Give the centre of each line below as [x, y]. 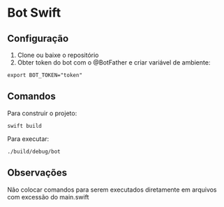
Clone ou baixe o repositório [58, 55]
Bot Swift [34, 13]
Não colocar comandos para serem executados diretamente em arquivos [112, 190]
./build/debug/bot [34, 151]
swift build [24, 126]
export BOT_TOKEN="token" [45, 75]
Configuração [38, 39]
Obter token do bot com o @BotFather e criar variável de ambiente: [114, 63]
